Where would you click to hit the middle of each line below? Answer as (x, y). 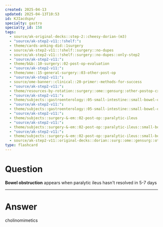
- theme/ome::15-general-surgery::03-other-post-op (63, 73)
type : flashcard (21, 145)
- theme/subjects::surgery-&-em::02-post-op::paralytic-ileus (73, 118)
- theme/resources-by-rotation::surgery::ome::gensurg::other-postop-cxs (85, 91)
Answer (21, 207)
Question (24, 169)
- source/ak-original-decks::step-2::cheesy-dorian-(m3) (68, 37)
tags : (10, 32)
